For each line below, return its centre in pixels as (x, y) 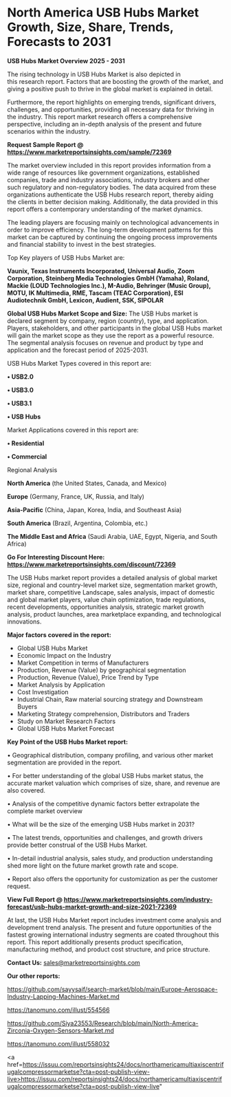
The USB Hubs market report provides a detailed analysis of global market (112, 577)
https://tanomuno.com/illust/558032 (58, 1043)
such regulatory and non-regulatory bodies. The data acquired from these (112, 187)
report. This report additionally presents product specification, (95, 942)
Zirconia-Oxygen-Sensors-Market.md (61, 1030)
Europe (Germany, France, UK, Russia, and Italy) (76, 496)
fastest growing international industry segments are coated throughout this (113, 934)
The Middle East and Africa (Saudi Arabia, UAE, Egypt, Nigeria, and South (112, 536)
